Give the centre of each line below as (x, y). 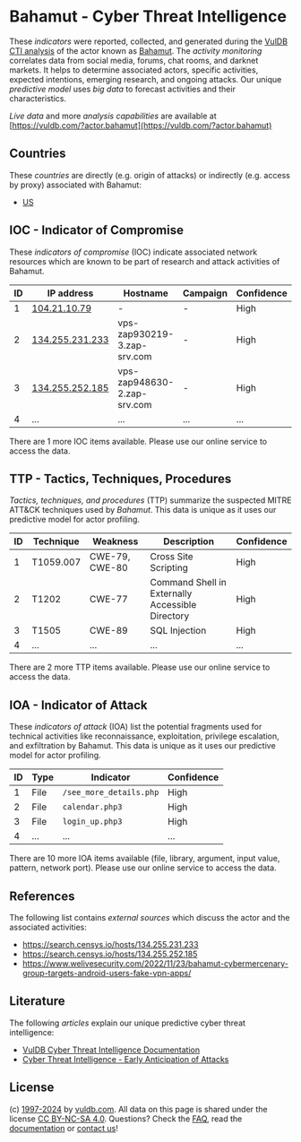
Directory (170, 616)
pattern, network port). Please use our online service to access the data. (143, 868)
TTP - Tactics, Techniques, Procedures (120, 478)
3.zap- (133, 345)
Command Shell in (188, 583)
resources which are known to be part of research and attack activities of (145, 261)
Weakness (116, 541)
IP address (70, 293)
